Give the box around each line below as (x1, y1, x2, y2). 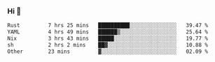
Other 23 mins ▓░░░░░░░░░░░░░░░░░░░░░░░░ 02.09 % (7, 48, 209, 55)
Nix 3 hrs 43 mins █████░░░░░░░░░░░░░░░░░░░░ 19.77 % (7, 35, 209, 42)
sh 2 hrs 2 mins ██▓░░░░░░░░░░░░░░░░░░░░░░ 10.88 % (7, 41, 209, 48)
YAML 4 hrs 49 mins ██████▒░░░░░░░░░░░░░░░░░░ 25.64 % (7, 29, 209, 36)
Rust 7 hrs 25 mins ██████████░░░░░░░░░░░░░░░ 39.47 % (7, 22, 209, 29)
